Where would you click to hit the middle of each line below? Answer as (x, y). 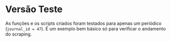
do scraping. (19, 34)
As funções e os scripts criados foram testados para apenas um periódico (83, 23)
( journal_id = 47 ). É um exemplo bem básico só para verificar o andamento (86, 28)
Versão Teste (34, 9)
